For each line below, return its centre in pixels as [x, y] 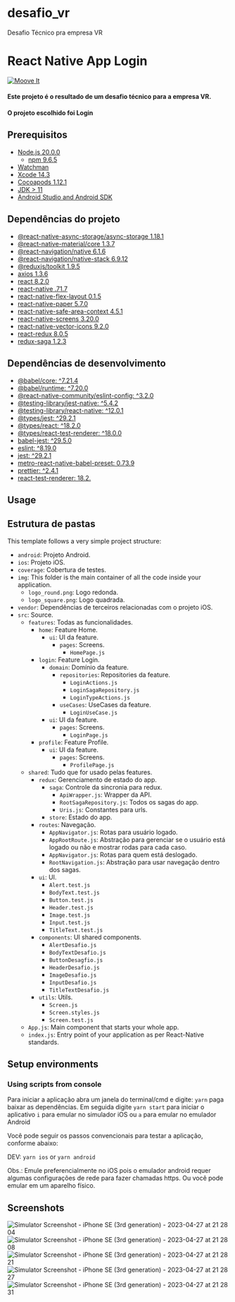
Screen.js [63, 1005]
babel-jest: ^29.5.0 [45, 440]
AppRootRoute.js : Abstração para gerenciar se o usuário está [137, 839]
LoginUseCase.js [94, 713]
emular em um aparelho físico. [51, 1186]
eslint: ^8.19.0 [37, 448]
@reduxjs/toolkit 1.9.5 [49, 266]
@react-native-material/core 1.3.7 [66, 243]
